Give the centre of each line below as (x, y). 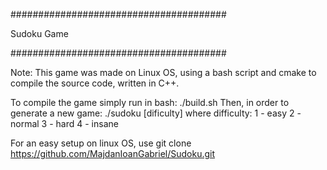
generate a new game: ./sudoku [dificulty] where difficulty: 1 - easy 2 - (156, 113)
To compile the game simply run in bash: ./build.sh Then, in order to (150, 102)
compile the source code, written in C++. (95, 83)
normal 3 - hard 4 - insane (64, 123)
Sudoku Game (39, 33)
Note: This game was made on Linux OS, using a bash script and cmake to (163, 72)
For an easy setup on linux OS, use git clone (101, 143)
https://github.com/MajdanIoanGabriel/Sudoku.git (113, 153)
